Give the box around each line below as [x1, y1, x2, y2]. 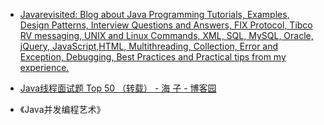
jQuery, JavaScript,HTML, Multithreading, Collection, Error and [19, 40, 279, 52]
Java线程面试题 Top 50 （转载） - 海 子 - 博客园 [19, 82, 217, 94]
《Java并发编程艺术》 [19, 104, 106, 115]
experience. [19, 62, 70, 73]
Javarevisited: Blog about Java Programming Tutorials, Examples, [19, 9, 290, 20]
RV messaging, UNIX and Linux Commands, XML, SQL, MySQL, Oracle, [19, 30, 314, 41]
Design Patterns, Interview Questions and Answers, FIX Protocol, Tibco [19, 19, 313, 31]
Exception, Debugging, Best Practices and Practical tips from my [19, 51, 287, 63]
